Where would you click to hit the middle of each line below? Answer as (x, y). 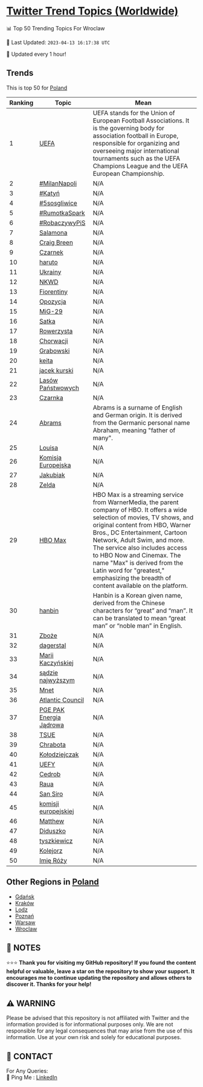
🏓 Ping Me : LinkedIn (32, 1077)
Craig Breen (56, 242)
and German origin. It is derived (137, 415)
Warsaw (25, 922)
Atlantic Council (62, 700)
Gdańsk (25, 896)
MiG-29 (51, 311)
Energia (50, 717)
